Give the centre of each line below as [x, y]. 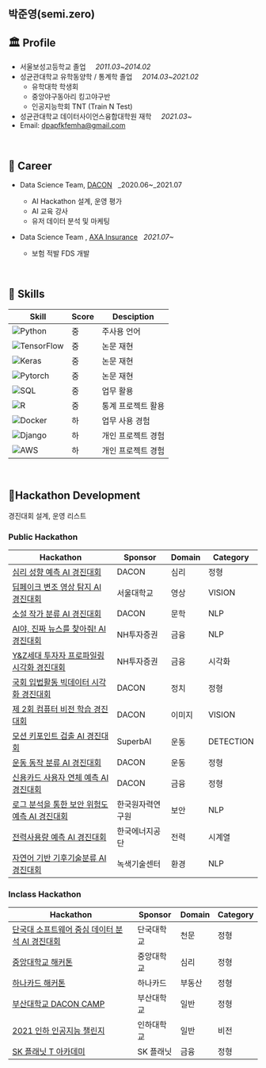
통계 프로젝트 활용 [133, 406]
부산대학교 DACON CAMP [59, 1004]
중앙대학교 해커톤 [43, 962]
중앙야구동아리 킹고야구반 [71, 97]
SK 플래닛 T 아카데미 [49, 1052]
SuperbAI [134, 741]
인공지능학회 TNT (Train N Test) [82, 106]
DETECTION [231, 741]
